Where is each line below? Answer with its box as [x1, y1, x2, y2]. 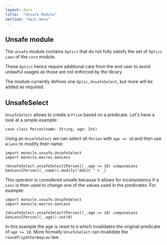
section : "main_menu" [5, 17, 51, 22]
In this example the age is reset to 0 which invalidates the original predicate [5, 223, 160, 229]
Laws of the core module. [5, 54, 56, 60]
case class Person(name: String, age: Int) [5, 127, 98, 132]
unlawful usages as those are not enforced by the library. [5, 69, 123, 75]
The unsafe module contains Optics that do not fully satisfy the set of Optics [5, 49, 162, 55]
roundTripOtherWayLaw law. [5, 234, 60, 240]
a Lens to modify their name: [5, 141, 64, 147]
